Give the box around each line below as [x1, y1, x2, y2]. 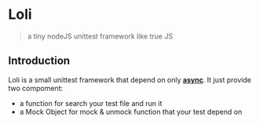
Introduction [8, 54, 71, 67]
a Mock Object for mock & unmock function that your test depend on [19, 107, 243, 116]
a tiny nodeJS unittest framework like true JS [27, 31, 173, 41]
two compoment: [8, 83, 64, 93]
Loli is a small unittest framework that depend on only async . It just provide [8, 75, 252, 84]
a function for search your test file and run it [19, 98, 162, 108]
